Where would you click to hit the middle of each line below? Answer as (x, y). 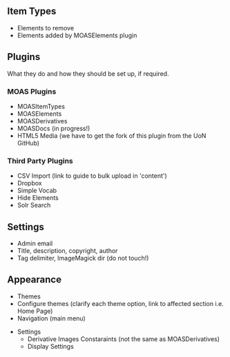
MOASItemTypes (41, 106)
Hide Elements (38, 198)
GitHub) (28, 143)
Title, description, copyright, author (67, 251)
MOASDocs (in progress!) (54, 128)
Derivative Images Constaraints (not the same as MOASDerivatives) (123, 339)
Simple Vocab (37, 191)
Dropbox (30, 183)
